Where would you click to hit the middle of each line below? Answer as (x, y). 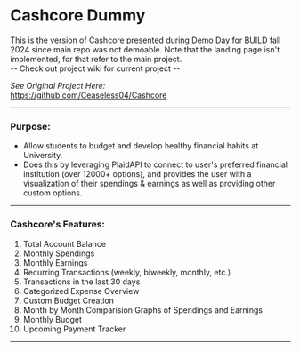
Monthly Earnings (55, 262)
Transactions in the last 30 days (81, 282)
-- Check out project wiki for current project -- (95, 68)
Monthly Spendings (59, 253)
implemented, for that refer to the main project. (96, 59)
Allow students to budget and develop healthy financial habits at (141, 146)
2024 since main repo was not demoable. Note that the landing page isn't (145, 49)
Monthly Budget (53, 319)
